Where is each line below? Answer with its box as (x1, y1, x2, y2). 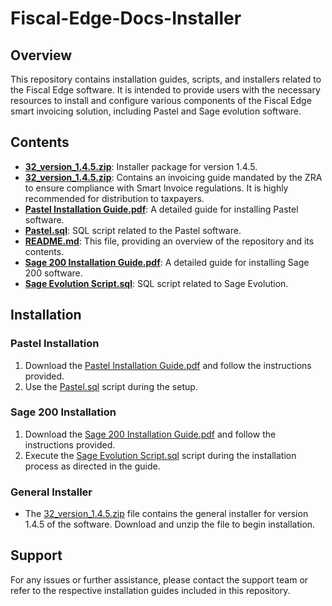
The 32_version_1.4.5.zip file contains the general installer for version (24, 508, 309, 520)
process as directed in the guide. (24, 460, 161, 472)
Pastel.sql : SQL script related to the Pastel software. (24, 224, 242, 236)
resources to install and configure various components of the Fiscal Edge (10, 95, 312, 106)
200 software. (24, 267, 83, 279)
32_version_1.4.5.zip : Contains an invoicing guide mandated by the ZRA (24, 171, 323, 183)
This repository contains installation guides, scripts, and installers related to (10, 73, 322, 85)
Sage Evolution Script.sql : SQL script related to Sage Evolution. (24, 277, 289, 289)
